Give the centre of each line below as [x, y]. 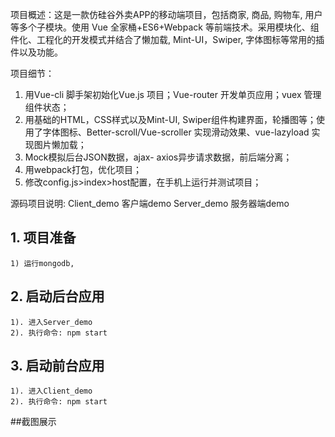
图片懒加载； [60, 144]
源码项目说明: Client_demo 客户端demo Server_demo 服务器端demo [150, 203]
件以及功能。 [36, 52]
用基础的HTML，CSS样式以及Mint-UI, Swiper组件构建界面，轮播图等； [170, 119]
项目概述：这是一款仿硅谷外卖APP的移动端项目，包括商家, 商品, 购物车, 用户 [166, 14]
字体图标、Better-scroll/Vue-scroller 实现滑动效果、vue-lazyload [176, 132]
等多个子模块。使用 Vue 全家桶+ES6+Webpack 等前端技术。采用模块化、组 [165, 27]
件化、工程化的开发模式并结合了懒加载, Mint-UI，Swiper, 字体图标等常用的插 [167, 39]
